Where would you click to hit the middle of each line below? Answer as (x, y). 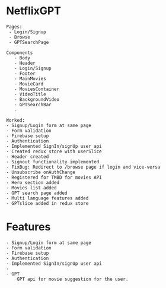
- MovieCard (29, 84)
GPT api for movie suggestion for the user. (73, 279)
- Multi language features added (47, 198)
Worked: (16, 120)
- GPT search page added (37, 193)
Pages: (14, 27)
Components (20, 53)
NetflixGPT (33, 11)
